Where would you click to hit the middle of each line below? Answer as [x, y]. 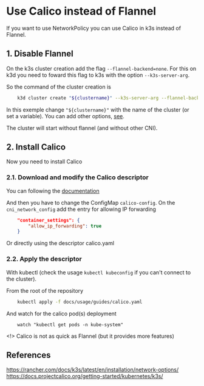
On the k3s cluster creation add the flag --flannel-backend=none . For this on [101, 68]
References [29, 355]
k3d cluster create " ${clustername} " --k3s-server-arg [88, 98]
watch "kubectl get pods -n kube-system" [70, 324]
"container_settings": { [49, 220]
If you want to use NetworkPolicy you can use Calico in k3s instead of [93, 28]
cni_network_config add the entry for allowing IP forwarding [81, 209]
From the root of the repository [45, 290]
